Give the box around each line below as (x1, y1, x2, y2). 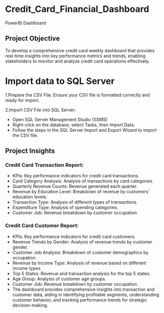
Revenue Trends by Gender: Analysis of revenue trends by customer (12, 238, 153, 244)
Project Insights (5, 147, 55, 155)
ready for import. (5, 97, 40, 103)
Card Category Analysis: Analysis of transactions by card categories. (12, 178, 154, 184)
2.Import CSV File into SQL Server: (5, 107, 76, 113)
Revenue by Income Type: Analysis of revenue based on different (12, 260, 147, 266)
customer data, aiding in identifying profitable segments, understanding (12, 292, 160, 298)
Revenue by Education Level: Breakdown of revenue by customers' (12, 189, 150, 195)
